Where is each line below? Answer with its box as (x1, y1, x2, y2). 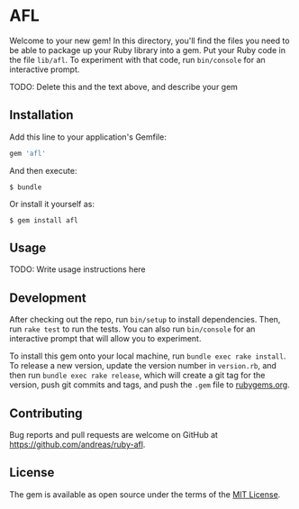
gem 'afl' (9, 149, 47, 158)
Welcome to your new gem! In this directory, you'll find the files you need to (9, 35, 290, 46)
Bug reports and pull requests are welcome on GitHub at (9, 430, 219, 441)
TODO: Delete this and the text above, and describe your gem (9, 81, 239, 92)
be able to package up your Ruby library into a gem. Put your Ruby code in (9, 44, 286, 55)
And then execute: (9, 165, 77, 176)
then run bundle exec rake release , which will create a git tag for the (9, 370, 266, 381)
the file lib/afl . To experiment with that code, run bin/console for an (9, 54, 266, 65)
